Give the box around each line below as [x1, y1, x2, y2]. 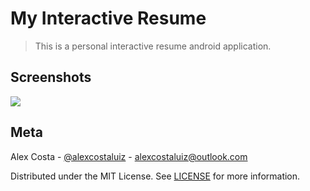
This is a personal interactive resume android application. [34, 40, 272, 52]
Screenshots [10, 69, 92, 86]
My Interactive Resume [10, 7, 207, 30]
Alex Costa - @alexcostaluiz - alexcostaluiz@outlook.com [10, 150, 248, 162]
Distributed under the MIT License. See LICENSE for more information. [10, 170, 301, 182]
